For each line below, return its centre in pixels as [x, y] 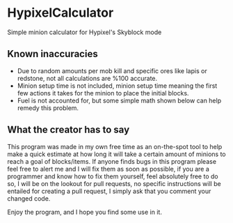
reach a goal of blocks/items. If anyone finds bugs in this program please [112, 161]
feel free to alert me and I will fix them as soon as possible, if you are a [109, 169]
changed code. [29, 198]
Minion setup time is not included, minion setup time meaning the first [117, 86]
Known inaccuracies [53, 54]
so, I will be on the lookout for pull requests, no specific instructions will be [114, 183]
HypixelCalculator [61, 13]
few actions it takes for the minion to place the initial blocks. [103, 93]
